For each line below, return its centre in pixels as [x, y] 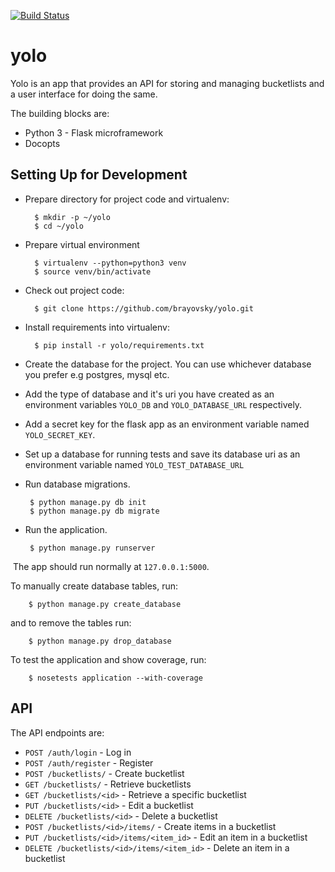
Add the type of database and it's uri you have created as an [149, 394]
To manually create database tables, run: [94, 586]
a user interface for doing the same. [84, 94]
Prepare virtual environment [82, 244]
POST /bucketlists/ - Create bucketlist [104, 773]
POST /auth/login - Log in [78, 752]
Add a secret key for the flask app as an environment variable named [167, 424]
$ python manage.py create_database [105, 604]
